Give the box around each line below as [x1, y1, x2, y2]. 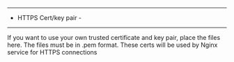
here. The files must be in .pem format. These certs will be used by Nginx [7, 41, 218, 49]
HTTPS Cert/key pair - [17, 14, 82, 21]
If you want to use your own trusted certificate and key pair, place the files [7, 34, 221, 41]
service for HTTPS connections [7, 48, 97, 56]
